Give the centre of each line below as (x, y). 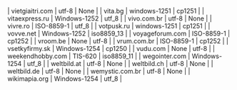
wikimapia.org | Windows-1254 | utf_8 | (65, 79)
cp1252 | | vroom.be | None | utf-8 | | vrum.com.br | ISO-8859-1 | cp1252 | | (118, 41)
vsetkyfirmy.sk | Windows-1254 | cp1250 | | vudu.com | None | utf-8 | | (111, 49)
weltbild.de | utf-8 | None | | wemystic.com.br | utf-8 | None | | (99, 71)
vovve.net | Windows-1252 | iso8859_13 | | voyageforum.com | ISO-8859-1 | (119, 33)
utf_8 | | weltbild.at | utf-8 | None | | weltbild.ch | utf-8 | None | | (120, 63)
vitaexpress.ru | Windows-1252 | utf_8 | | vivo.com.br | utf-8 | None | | (110, 18)
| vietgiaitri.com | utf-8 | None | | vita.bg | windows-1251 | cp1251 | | (106, 11)
